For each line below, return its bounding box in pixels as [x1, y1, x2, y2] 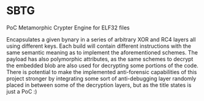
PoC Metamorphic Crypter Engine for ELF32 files [6, 24, 130, 31]
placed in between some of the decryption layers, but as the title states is [6, 81, 192, 89]
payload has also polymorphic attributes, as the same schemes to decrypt [6, 55, 194, 62]
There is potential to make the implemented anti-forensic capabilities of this [6, 68, 197, 75]
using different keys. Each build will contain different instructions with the [6, 42, 192, 50]
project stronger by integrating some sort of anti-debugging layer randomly [6, 75, 197, 82]
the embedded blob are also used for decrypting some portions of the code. [6, 62, 199, 69]
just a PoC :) [6, 88, 37, 95]
